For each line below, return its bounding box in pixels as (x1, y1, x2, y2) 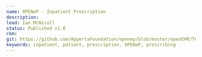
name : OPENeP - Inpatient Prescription (6, 8, 106, 15)
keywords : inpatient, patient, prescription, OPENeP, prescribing (6, 42, 176, 48)
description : (6, 14, 39, 20)
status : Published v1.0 (6, 25, 66, 31)
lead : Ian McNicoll (6, 20, 55, 26)
